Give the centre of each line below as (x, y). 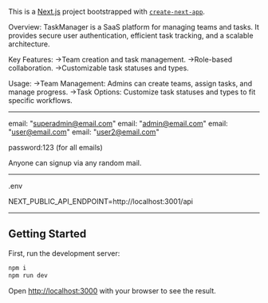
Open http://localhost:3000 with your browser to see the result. (112, 290)
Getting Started (47, 234)
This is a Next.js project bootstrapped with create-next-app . (107, 12)
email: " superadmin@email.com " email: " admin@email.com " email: (118, 124)
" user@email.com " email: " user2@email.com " (84, 132)
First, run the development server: (64, 253)
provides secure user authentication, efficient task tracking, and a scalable (131, 36)
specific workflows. (41, 100)
